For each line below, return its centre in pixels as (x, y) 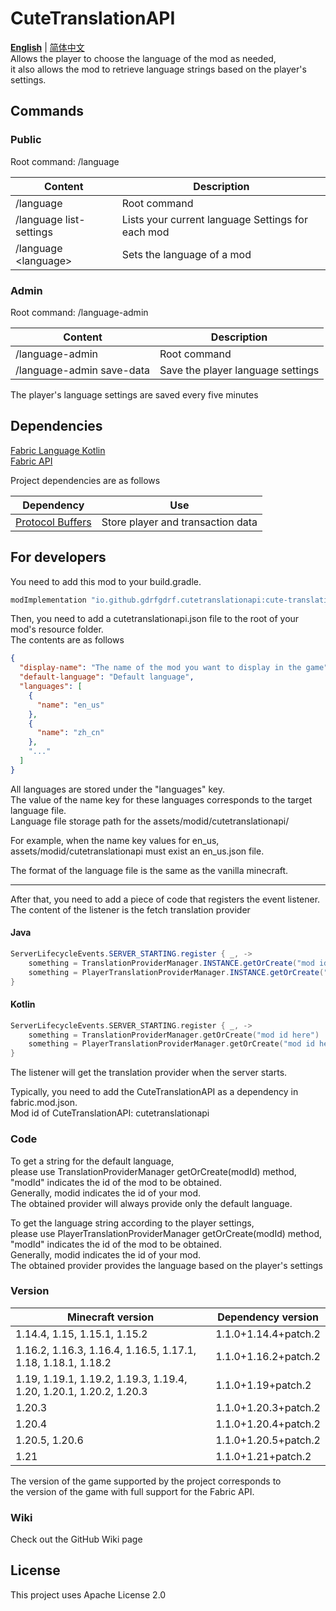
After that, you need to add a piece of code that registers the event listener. (165, 899)
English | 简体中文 (47, 47)
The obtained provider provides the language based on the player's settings (166, 1265)
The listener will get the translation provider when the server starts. (149, 1073)
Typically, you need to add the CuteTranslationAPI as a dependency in (154, 1092)
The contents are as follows (67, 640)
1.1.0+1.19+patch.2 (263, 1385)
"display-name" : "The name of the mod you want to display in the (160, 668)
